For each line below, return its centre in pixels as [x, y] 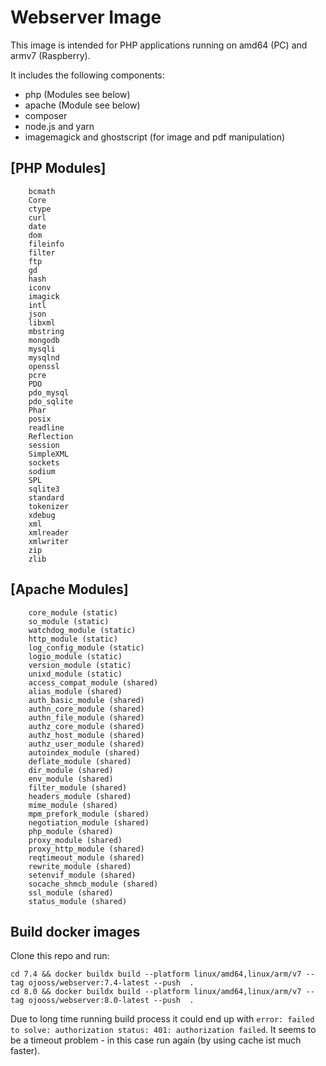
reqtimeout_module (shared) [86, 857]
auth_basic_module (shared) [86, 700]
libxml [42, 322]
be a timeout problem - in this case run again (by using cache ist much [156, 1040]
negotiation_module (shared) [89, 822]
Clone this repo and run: [60, 956]
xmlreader [49, 532]
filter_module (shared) [78, 787]
